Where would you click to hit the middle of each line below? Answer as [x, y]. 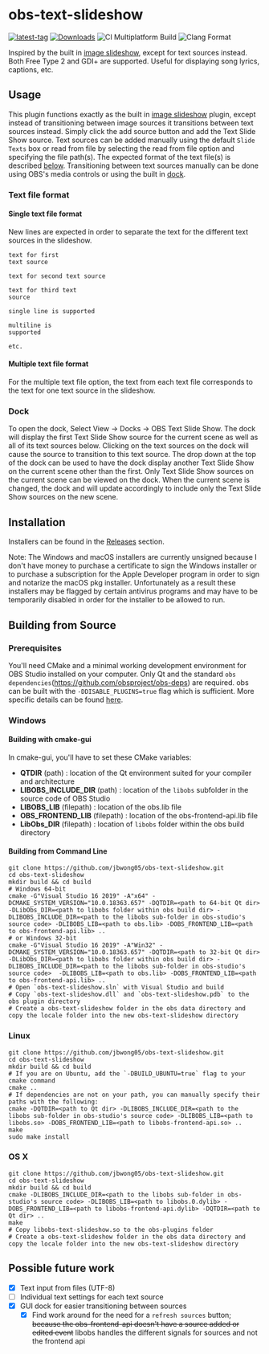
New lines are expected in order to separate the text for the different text [128, 231]
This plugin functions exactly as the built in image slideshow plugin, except [132, 114]
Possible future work [61, 1268]
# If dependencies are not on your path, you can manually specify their [134, 1095]
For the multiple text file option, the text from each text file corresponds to [130, 382]
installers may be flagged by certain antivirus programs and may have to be [133, 591]
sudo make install [39, 1137]
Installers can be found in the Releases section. [86, 542]
